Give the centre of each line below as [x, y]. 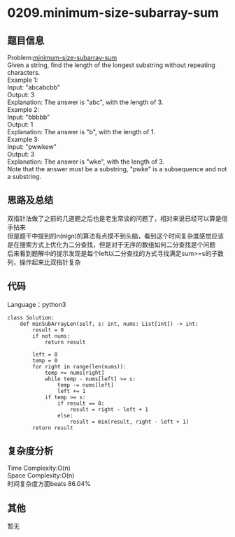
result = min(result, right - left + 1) [129, 422]
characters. [24, 72]
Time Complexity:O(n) [39, 468]
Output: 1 [20, 124]
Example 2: [23, 109]
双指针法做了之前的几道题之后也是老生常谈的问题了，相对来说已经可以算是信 [117, 218]
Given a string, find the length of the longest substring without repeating [111, 65]
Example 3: [23, 139]
